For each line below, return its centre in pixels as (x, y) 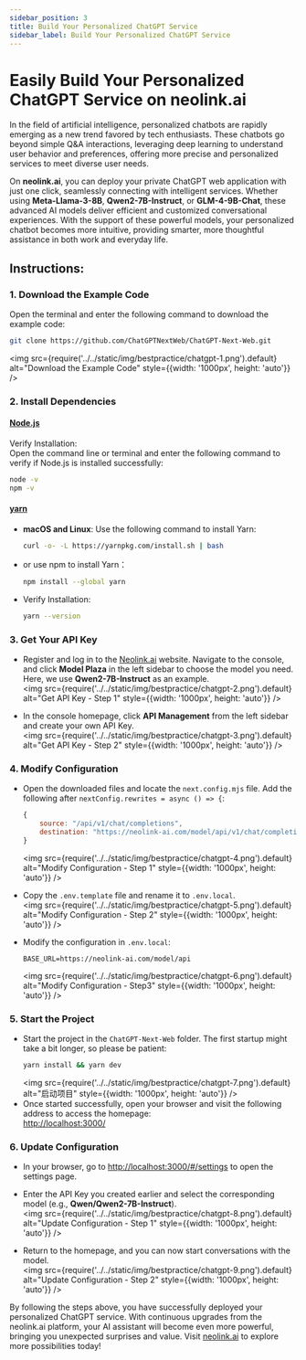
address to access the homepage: (87, 1113)
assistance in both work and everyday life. (89, 239)
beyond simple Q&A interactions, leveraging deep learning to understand (146, 144)
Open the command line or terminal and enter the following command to (145, 453)
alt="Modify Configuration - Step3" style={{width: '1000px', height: (149, 985)
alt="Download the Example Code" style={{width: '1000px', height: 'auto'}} (150, 367)
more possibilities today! (56, 1346)
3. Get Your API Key (53, 639)
